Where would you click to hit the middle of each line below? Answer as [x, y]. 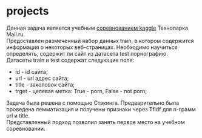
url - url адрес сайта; [42, 78]
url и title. [18, 116]
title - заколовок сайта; [45, 84]
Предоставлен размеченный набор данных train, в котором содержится [100, 41]
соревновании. [26, 128]
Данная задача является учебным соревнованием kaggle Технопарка [97, 28]
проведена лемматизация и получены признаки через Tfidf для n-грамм [101, 109]
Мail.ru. [16, 34]
